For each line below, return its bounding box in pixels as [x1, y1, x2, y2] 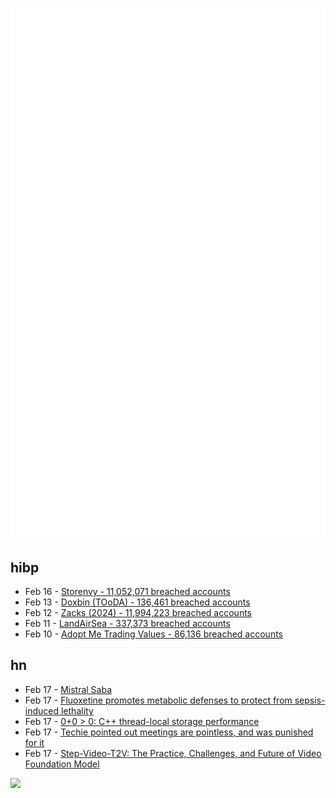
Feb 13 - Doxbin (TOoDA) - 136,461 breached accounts [24, 596, 251, 608]
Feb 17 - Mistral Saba [24, 683, 113, 695]
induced [24, 704, 60, 717]
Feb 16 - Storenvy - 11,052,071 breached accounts [24, 586, 231, 598]
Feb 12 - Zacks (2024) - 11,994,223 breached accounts [24, 607, 252, 619]
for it [24, 736, 45, 748]
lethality [60, 704, 94, 717]
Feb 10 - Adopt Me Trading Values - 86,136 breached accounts [24, 628, 283, 640]
